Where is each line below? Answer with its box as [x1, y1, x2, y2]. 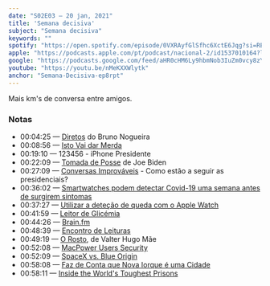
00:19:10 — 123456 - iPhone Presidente [19, 149, 151, 158]
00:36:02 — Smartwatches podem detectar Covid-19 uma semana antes [19, 182, 261, 193]
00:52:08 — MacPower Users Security [19, 243, 149, 252]
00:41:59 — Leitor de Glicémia [19, 208, 121, 218]
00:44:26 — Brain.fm [19, 217, 91, 227]
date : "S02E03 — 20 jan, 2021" [8, 11, 113, 20]
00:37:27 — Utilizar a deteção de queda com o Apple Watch [19, 200, 219, 210]
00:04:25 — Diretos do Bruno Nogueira [19, 132, 150, 141]
